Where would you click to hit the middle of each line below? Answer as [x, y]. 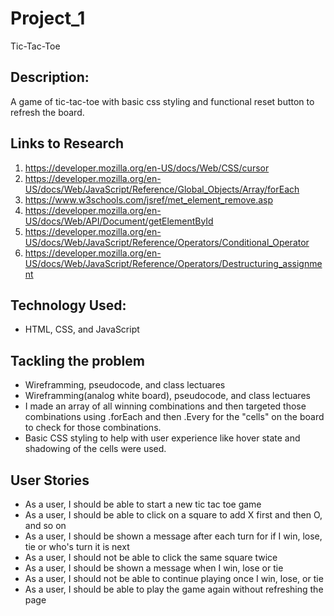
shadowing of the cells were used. [95, 449]
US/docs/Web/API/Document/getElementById [119, 221]
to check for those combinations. [93, 428]
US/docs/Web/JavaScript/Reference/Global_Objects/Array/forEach [162, 189]
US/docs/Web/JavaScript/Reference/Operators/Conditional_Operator [167, 242]
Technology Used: [68, 305]
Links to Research [67, 143]
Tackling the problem [77, 360]
